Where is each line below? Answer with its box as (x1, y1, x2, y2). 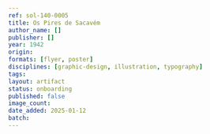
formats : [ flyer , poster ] (8, 56, 93, 64)
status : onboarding (8, 84, 73, 93)
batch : (8, 114, 30, 122)
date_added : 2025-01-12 (8, 107, 87, 115)
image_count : (8, 99, 51, 107)
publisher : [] (8, 33, 55, 42)
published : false (8, 92, 66, 100)
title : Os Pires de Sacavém (8, 19, 101, 27)
